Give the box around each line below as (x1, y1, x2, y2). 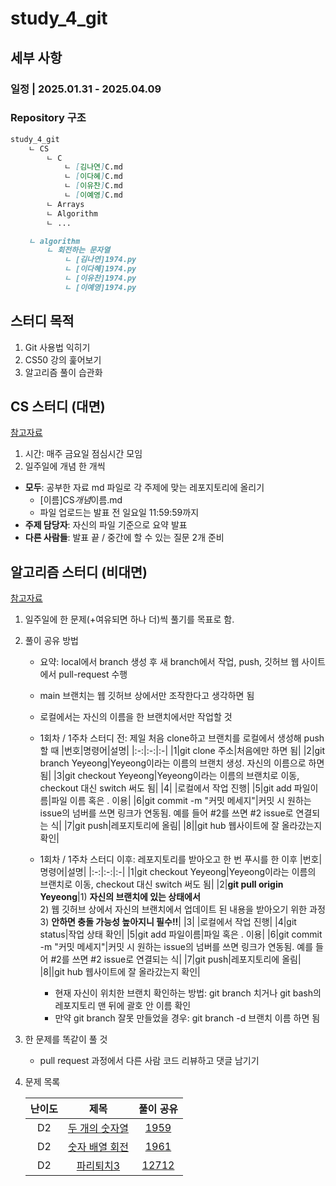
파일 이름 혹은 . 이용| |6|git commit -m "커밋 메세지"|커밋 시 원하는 (51, 795, 312, 807)
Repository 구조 (10, 111, 87, 125)
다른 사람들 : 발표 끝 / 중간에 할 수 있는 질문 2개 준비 (24, 532, 225, 544)
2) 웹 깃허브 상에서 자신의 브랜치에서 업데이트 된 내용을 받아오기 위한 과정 (39, 903, 326, 916)
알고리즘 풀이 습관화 (24, 366, 103, 378)
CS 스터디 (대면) (10, 398, 106, 415)
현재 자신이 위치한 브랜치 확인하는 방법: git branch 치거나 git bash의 (54, 987, 322, 999)
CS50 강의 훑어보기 (24, 353, 102, 366)
